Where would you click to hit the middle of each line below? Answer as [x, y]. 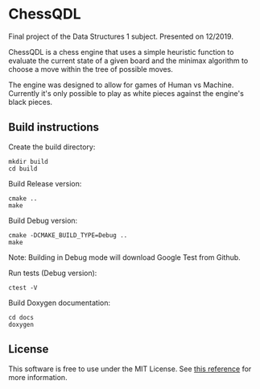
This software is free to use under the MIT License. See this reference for [130, 369]
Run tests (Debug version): [53, 273]
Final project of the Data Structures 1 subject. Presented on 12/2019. [121, 36]
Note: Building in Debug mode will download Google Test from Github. [125, 257]
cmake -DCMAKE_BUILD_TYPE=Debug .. [68, 235]
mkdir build [28, 161]
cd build [23, 169]
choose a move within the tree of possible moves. [91, 69]
